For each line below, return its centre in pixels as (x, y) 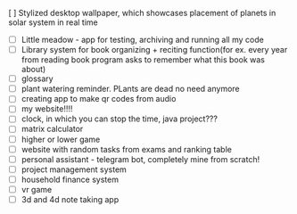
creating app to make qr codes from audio (99, 99)
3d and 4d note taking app (70, 199)
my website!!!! (47, 109)
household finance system (70, 179)
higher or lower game (61, 139)
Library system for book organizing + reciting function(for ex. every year (154, 50)
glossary (37, 78)
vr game (37, 189)
